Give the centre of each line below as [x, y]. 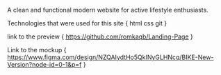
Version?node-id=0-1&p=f [44, 64]
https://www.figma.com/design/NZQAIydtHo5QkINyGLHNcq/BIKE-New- [110, 57]
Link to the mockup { [37, 50]
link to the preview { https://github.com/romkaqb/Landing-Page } [100, 36]
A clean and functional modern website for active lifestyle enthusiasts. [108, 10]
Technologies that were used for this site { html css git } [87, 23]
